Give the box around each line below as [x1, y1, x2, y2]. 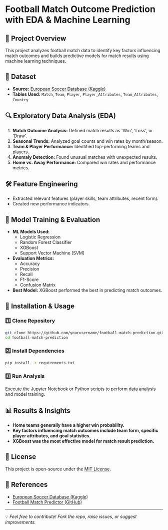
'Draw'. [12, 133, 27, 139]
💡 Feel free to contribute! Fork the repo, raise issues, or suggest [5, 513, 137, 519]
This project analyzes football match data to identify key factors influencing [5, 48, 161, 53]
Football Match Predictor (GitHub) [12, 499, 82, 505]
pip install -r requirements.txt [5, 360, 75, 365]
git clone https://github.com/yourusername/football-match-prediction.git [5, 330, 164, 335]
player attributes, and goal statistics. [12, 432, 91, 439]
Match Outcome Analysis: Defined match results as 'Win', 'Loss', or [12, 127, 153, 133]
